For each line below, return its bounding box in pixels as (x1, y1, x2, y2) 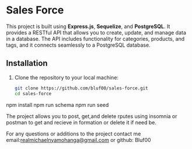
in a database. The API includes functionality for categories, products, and (6, 35, 185, 42)
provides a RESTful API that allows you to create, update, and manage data (6, 29, 187, 36)
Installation (6, 58, 48, 68)
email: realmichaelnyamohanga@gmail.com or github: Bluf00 (6, 136, 151, 143)
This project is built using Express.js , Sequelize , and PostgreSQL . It (6, 23, 170, 30)
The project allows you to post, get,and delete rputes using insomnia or (6, 112, 177, 120)
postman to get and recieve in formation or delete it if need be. (6, 119, 156, 126)
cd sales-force (14, 91, 52, 96)
